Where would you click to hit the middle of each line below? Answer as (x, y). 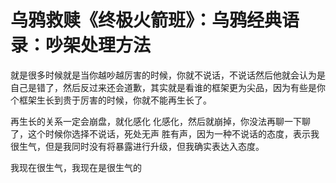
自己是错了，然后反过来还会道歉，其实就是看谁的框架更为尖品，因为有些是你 (168, 87)
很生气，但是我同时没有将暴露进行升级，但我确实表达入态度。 (137, 146)
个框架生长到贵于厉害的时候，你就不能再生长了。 (111, 100)
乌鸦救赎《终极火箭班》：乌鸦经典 (146, 20)
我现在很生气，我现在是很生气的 (76, 167)
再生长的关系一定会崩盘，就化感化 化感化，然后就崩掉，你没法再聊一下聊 (160, 121)
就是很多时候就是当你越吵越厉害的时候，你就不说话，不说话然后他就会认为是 (168, 75)
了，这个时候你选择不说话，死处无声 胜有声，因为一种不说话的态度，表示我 (165, 133)
